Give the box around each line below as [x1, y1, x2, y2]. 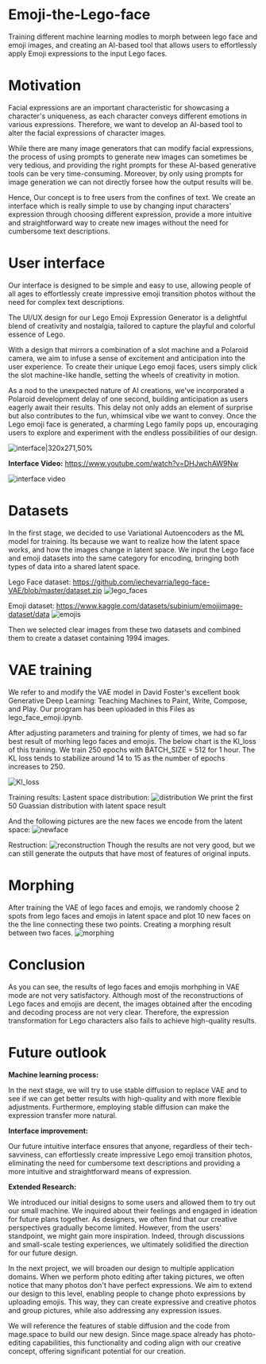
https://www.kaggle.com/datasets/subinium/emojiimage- [56, 601, 244, 611]
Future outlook [8, 1043, 107, 1062]
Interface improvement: [8, 1126, 89, 1135]
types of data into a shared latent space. [8, 561, 141, 571]
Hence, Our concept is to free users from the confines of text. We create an [8, 192, 256, 202]
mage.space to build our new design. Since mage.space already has [8, 1329, 232, 1339]
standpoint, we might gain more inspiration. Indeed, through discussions [8, 1231, 245, 1240]
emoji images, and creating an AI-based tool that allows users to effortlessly [8, 40, 257, 49]
